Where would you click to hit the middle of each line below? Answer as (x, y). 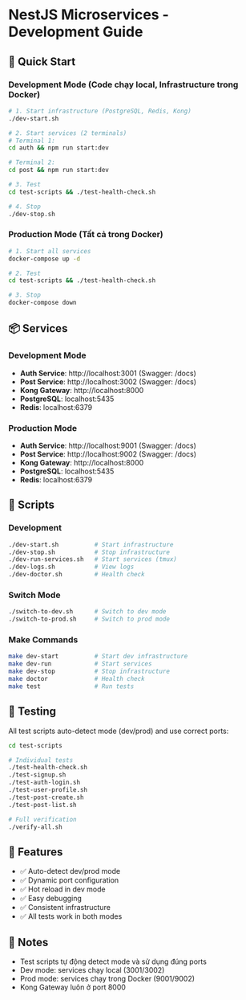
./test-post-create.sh (46, 797)
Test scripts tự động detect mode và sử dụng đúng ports (113, 961)
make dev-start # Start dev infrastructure (98, 657)
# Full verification (43, 819)
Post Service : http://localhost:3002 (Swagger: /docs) (108, 381)
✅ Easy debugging (51, 899)
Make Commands (43, 640)
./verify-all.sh (35, 827)
